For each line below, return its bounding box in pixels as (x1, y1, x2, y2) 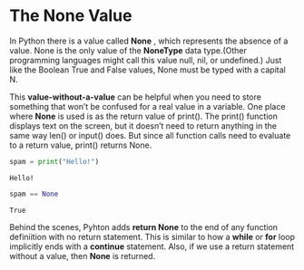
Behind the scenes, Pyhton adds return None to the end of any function (9, 221, 279, 232)
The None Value (9, 5, 132, 26)
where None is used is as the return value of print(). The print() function (9, 111, 279, 121)
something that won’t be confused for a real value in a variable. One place (9, 101, 286, 111)
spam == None (9, 189, 59, 198)
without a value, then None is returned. (9, 250, 156, 261)
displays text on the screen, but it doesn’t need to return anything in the (9, 120, 277, 131)
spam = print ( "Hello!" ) (9, 157, 100, 166)
